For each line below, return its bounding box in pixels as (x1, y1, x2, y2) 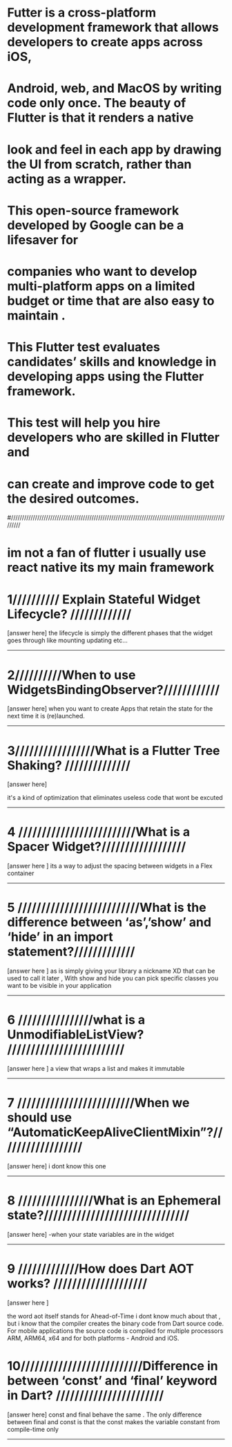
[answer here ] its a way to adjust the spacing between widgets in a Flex (7, 862, 213, 870)
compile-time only (7, 1425, 59, 1433)
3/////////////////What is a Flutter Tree (7, 743, 220, 758)
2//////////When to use (7, 667, 136, 682)
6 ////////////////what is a (7, 1012, 146, 1028)
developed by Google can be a (7, 217, 184, 233)
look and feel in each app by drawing (7, 142, 222, 157)
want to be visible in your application (7, 982, 112, 990)
